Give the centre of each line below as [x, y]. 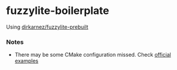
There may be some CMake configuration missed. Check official [93, 55]
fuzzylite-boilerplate [58, 11]
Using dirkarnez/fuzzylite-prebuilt [47, 27]
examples [26, 61]
